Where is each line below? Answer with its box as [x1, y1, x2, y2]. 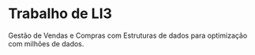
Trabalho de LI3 [8, 5, 113, 23]
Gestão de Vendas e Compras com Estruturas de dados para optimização [8, 31, 248, 40]
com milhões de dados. [8, 38, 84, 48]
